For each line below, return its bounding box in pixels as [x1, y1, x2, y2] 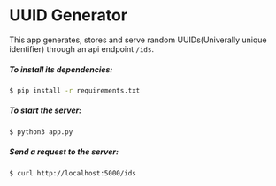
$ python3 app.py [9, 127, 73, 137]
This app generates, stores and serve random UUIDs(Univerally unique [9, 34, 267, 45]
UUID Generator [9, 5, 128, 26]
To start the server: [9, 105, 82, 115]
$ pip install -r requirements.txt [9, 86, 141, 95]
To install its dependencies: [9, 63, 113, 75]
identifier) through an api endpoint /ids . [9, 43, 155, 54]
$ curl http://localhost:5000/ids [9, 168, 137, 177]
